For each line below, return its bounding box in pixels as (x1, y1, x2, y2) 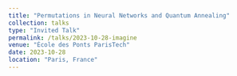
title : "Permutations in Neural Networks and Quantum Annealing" (8, 11, 230, 20)
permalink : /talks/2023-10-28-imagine (8, 33, 137, 42)
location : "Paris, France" (8, 56, 98, 64)
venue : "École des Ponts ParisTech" (8, 41, 130, 49)
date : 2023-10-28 (8, 48, 66, 56)
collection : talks (8, 19, 69, 27)
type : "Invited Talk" (8, 26, 81, 34)
